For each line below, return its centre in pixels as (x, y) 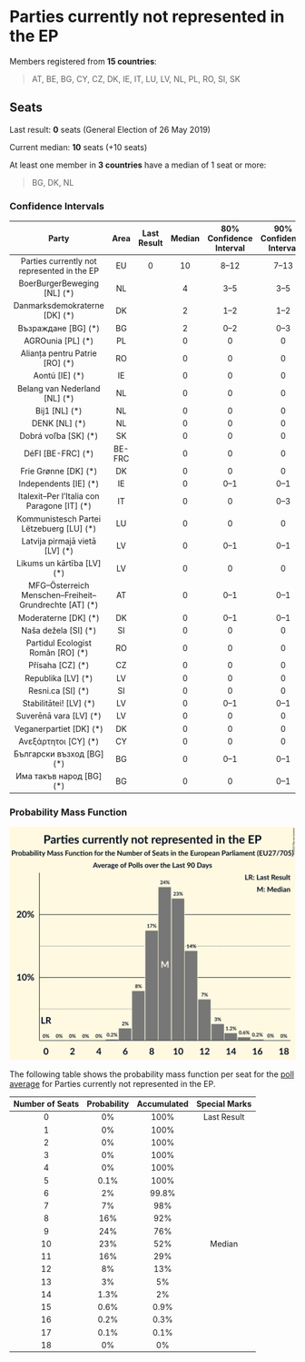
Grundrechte (43, 605)
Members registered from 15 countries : (83, 61)
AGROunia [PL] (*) (59, 340)
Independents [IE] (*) (59, 483)
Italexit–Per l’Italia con (59, 496)
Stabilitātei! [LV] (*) (59, 704)
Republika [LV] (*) (59, 678)
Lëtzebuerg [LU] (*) (59, 528)
